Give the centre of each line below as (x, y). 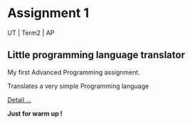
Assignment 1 (48, 13)
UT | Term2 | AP (31, 33)
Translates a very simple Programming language (78, 86)
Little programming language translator (96, 55)
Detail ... (20, 99)
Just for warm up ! (35, 113)
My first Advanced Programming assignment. (74, 72)
